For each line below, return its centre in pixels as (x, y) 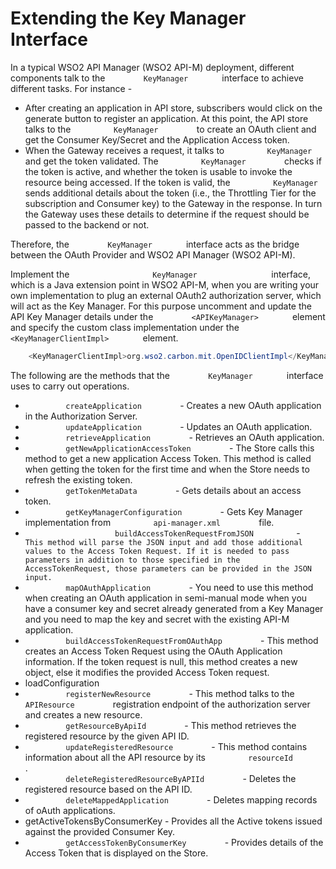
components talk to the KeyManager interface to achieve (157, 78)
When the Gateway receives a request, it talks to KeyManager (168, 150)
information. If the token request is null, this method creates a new (161, 661)
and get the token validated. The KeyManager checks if (173, 161)
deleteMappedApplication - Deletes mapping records (191, 799)
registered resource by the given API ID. (107, 736)
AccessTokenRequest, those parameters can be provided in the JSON (168, 568)
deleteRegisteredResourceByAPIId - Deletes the (181, 778)
